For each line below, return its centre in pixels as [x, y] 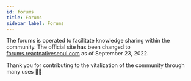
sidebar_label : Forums [35, 23]
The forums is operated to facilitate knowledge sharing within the [88, 41]
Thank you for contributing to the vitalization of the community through [95, 65]
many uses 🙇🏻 [24, 72]
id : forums [20, 12]
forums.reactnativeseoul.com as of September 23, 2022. [77, 54]
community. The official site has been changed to [68, 47]
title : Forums [24, 18]
